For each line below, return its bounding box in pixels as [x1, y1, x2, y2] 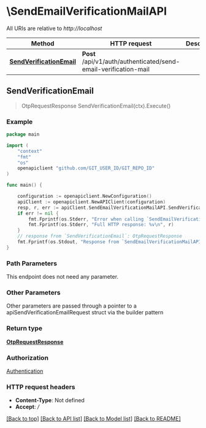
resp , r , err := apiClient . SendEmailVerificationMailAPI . [17, 204, 169, 211]
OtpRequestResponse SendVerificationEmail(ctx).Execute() [21, 102, 171, 109]
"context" [17, 148, 43, 154]
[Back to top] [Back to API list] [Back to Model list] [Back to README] [6, 415, 181, 422]
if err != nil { [17, 210, 59, 216]
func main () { [6, 182, 43, 189]
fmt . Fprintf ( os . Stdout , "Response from [17, 239, 120, 245]
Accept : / [15, 403, 40, 411]
